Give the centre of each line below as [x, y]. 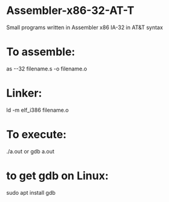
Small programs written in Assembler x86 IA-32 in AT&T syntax [85, 27]
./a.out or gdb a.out [30, 151]
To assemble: [41, 52]
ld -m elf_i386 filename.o [38, 110]
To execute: [36, 135]
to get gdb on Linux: [58, 176]
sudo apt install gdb [31, 192]
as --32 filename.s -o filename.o [47, 69]
